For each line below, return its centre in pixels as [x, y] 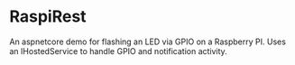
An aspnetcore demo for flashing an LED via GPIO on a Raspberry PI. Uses [148, 42]
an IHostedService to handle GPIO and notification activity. [118, 51]
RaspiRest [48, 17]
